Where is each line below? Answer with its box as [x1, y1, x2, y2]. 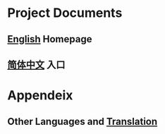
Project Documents [7, 5, 123, 21]
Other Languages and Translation [7, 115, 158, 128]
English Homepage [7, 33, 92, 45]
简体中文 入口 [7, 59, 66, 71]
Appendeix [7, 87, 73, 104]
